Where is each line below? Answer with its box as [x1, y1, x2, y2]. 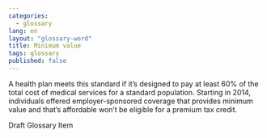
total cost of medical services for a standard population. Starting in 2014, [8, 87, 252, 97]
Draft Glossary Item [8, 120, 74, 130]
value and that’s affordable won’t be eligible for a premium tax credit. [8, 104, 238, 114]
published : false [8, 57, 67, 65]
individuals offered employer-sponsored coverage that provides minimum [8, 96, 253, 106]
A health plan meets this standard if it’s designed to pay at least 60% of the [8, 78, 259, 89]
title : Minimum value [8, 42, 82, 50]
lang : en [8, 27, 38, 35]
